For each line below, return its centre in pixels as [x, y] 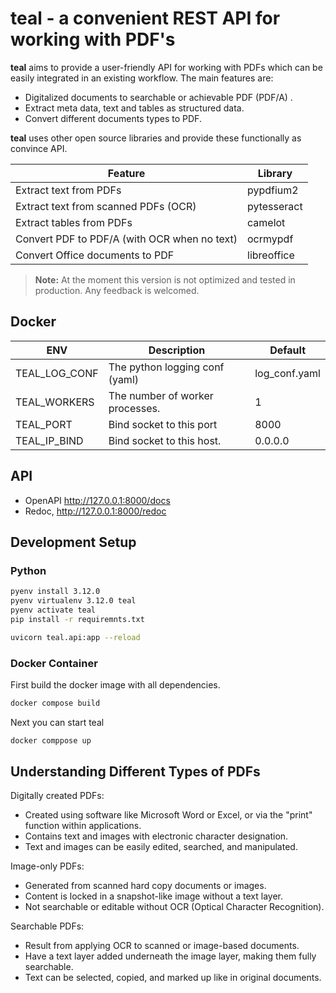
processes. [134, 408]
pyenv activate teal [53, 610]
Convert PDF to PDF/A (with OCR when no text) [126, 239]
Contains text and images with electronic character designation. [156, 836]
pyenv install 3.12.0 [55, 592]
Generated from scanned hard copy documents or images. [145, 886]
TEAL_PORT [44, 424]
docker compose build [55, 703]
